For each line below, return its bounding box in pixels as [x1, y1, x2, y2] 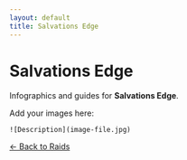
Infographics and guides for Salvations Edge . [9, 90, 179, 101]
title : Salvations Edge [9, 22, 99, 31]
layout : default [9, 13, 70, 23]
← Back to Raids [9, 141, 70, 152]
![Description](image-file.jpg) [9, 126, 131, 135]
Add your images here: [9, 108, 95, 118]
